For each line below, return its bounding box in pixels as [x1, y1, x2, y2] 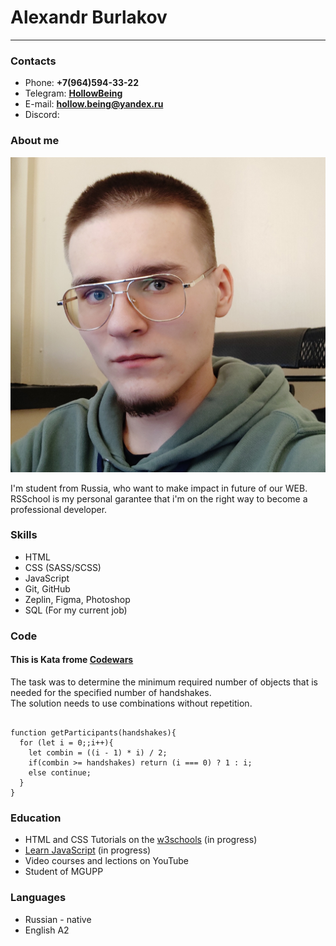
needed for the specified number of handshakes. [10, 686, 212, 698]
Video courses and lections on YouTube [24, 855, 189, 867]
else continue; [28, 767, 92, 778]
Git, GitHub [24, 582, 71, 595]
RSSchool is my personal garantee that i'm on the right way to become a [10, 492, 308, 505]
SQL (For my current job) [24, 604, 128, 616]
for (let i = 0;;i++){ [19, 737, 114, 748]
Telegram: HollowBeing [24, 87, 123, 100]
